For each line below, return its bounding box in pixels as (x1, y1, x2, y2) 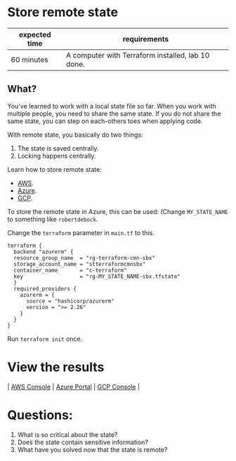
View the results (7, 359, 105, 375)
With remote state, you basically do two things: (7, 130, 143, 139)
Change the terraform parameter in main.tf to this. (7, 228, 155, 236)
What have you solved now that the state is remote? (17, 445, 168, 454)
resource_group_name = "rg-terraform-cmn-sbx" (13, 254, 156, 261)
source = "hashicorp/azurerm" (25, 297, 114, 305)
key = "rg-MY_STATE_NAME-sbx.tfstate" (13, 272, 181, 280)
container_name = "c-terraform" (13, 267, 128, 274)
